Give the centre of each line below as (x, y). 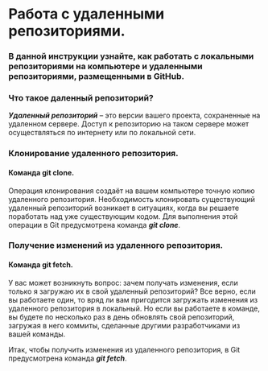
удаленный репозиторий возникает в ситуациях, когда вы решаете (124, 208)
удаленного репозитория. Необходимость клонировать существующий (132, 199)
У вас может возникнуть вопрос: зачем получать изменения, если (124, 282)
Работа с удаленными (87, 14)
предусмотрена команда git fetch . (68, 358)
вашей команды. (37, 334)
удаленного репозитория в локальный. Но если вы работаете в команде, (134, 308)
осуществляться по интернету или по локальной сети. (102, 133)
